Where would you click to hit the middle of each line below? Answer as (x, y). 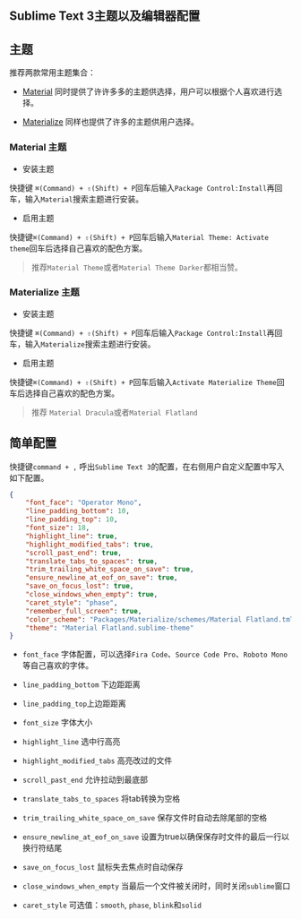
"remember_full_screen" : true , (84, 611)
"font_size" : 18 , (58, 528)
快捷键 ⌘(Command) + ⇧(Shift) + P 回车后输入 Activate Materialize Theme (143, 382)
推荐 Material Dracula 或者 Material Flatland (114, 412)
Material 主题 (38, 148)
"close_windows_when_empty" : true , (92, 595)
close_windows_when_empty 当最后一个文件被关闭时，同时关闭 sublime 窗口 (156, 886)
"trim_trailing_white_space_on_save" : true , (110, 570)
